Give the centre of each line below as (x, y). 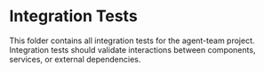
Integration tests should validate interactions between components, (132, 49)
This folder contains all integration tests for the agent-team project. (132, 40)
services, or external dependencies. (75, 59)
